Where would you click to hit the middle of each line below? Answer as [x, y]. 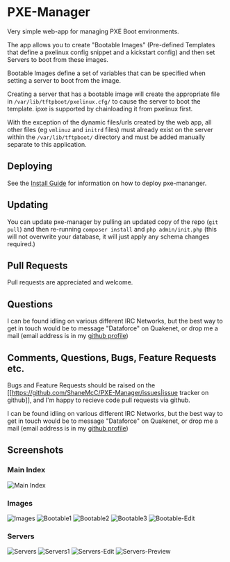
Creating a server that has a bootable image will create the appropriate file [114, 94]
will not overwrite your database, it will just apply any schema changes [108, 236]
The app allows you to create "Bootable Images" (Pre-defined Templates [111, 45]
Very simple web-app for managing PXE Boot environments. [93, 31]
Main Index [26, 470]
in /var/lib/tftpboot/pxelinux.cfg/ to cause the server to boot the [104, 101]
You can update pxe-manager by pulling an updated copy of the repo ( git [113, 222]
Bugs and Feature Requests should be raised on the [81, 385]
